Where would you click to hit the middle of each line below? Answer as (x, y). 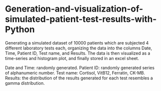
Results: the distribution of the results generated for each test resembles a (79, 78)
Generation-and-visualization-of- (74, 9)
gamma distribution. (25, 83)
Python (20, 30)
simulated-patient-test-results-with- (81, 19)
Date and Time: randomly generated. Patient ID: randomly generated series (80, 68)
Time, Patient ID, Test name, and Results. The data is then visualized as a (78, 53)
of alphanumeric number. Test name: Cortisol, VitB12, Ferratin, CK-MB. (75, 73)
